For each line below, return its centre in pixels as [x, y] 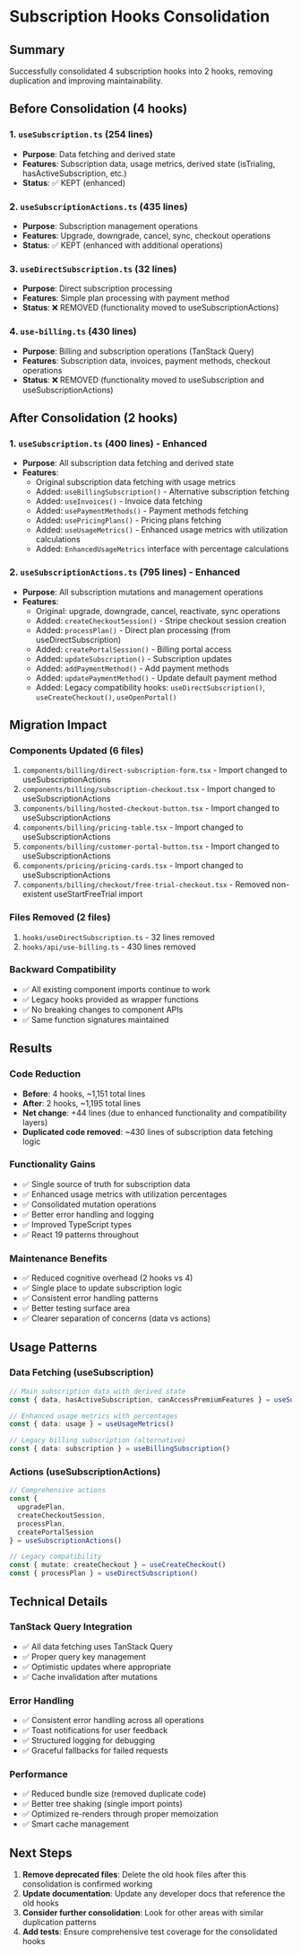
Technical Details [59, 1602]
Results [31, 1048]
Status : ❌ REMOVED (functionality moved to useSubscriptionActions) [150, 308]
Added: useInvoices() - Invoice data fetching [119, 501]
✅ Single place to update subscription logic [102, 1288]
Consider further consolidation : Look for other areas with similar [143, 1913]
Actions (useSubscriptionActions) [85, 1472]
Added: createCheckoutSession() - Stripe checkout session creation [161, 621]
